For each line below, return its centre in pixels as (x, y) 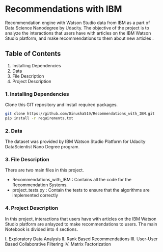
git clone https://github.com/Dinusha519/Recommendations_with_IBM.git (80, 114)
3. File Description (27, 160)
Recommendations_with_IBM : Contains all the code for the (72, 180)
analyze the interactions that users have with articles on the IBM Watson (78, 33)
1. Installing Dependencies (37, 94)
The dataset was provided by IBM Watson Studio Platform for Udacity (75, 141)
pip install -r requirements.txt (39, 118)
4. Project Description (32, 208)
